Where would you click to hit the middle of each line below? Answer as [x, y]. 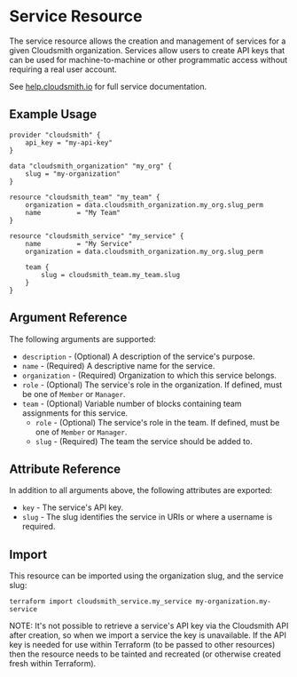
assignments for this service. [75, 413]
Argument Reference [68, 318]
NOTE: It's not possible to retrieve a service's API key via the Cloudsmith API [149, 626]
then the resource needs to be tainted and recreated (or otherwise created [145, 654]
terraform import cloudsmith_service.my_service [101, 601]
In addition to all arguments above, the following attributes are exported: [141, 490]
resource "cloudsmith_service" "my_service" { [97, 236]
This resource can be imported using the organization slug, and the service [146, 576]
